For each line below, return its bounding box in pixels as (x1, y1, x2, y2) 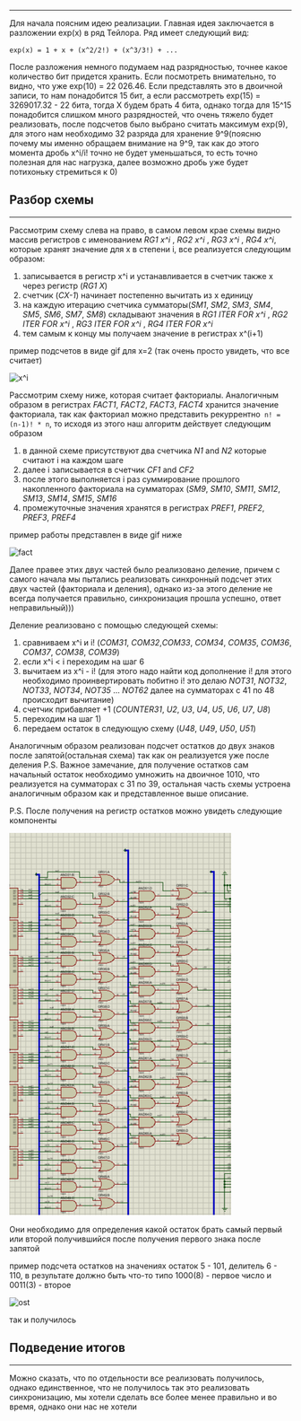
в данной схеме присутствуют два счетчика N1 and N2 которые (21, 445, 267, 456)
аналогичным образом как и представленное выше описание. (9, 787, 249, 799)
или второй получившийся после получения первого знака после (9, 1233, 262, 1244)
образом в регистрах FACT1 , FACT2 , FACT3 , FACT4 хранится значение (9, 399, 279, 409)
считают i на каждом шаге (21, 454, 124, 465)
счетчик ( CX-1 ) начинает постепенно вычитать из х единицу (21, 289, 254, 301)
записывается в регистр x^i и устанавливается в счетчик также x (21, 270, 273, 281)
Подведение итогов (9, 1340, 125, 1355)
